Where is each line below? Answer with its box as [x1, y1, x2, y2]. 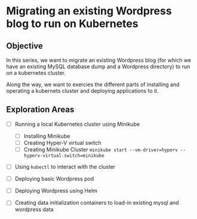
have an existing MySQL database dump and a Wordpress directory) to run [6, 63, 190, 70]
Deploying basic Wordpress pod [14, 175, 94, 182]
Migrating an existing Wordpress [6, 4, 172, 18]
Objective [6, 41, 44, 51]
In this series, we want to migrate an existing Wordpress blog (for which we [6, 57, 192, 63]
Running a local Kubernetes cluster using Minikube [14, 120, 140, 127]
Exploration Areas [6, 105, 75, 115]
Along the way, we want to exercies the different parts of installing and [6, 81, 180, 88]
